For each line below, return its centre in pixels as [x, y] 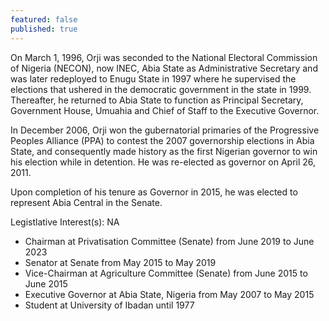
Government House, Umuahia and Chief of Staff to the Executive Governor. [165, 110]
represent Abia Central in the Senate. [86, 202]
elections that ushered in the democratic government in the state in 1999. [161, 89]
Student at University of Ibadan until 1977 [109, 305]
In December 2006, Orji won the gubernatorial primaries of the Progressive [165, 130]
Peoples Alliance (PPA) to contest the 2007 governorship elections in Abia [162, 140]
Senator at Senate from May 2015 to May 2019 [120, 262]
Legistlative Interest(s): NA [65, 222]
